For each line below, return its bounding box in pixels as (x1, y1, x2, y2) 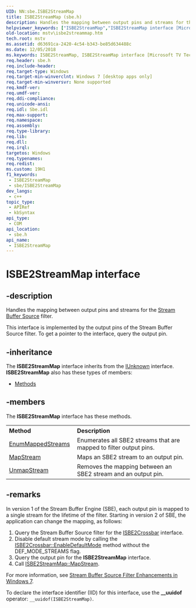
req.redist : (6, 161, 35, 167)
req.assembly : (6, 123, 41, 129)
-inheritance (6, 347, 52, 357)
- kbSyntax (8, 210, 35, 216)
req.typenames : (6, 156, 43, 162)
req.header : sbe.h (6, 57, 51, 63)
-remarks (6, 490, 41, 500)
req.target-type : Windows (6, 68, 69, 74)
